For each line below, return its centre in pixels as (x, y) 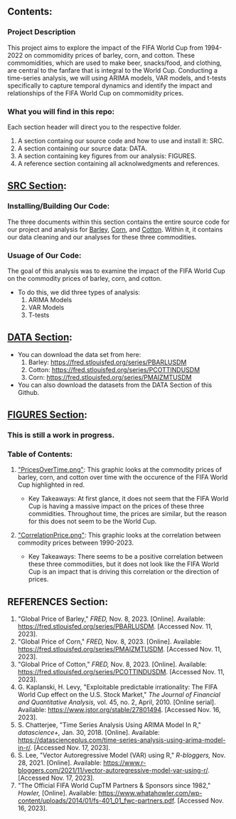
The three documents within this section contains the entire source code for (118, 222)
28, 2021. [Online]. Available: (59, 763)
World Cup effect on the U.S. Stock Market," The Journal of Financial (119, 695)
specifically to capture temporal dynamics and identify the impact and (110, 86)
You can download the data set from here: (79, 354)
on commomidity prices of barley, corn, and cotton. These (110, 55)
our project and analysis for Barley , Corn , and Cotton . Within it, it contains (115, 229)
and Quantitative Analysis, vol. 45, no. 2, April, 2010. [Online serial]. (117, 702)
